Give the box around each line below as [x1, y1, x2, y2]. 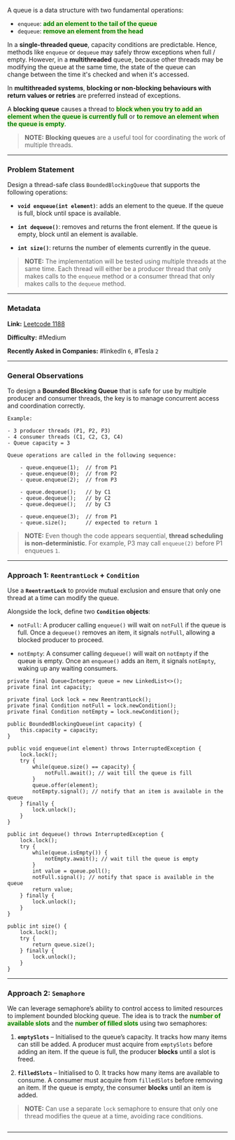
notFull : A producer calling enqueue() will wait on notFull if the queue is [17, 621, 227, 630]
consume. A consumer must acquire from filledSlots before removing [17, 1076, 223, 1085]
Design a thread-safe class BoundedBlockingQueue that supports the [7, 181, 201, 189]
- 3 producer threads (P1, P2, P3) [7, 427, 111, 434]
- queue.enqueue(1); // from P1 [20, 464, 117, 471]
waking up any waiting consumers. [17, 665, 118, 673]
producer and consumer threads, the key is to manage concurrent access [7, 394, 220, 402]
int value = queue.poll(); [32, 868, 111, 875]
